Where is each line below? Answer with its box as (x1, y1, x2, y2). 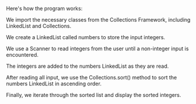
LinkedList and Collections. (6, 23, 72, 29)
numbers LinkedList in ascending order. (6, 80, 102, 87)
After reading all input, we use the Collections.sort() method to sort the (6, 74, 177, 81)
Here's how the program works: (6, 5, 83, 12)
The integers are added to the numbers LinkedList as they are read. (6, 63, 169, 70)
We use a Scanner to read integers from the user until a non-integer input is (6, 45, 189, 52)
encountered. (6, 51, 39, 58)
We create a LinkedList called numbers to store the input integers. (6, 34, 165, 40)
